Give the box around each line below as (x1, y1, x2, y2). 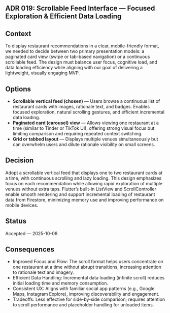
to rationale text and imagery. (12, 269, 75, 275)
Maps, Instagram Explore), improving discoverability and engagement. (12, 291, 160, 297)
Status (5, 217, 27, 225)
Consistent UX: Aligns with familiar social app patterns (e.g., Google (12, 286, 155, 292)
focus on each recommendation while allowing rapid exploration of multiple (5, 180, 163, 186)
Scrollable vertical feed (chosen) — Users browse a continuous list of (12, 98, 160, 104)
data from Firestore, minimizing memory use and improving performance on (5, 196, 164, 203)
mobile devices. (5, 202, 39, 208)
